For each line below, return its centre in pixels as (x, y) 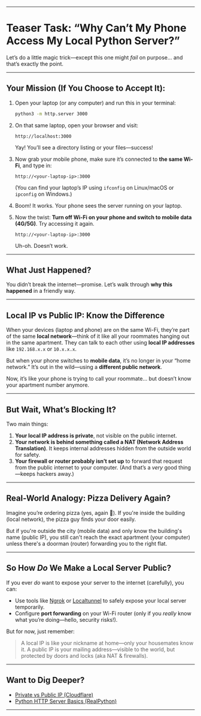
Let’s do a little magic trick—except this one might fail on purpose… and (95, 57)
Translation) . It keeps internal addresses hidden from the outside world (103, 448)
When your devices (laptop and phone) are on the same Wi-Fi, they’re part (98, 330)
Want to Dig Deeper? (45, 680)
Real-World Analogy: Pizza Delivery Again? (89, 498)
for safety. (28, 455)
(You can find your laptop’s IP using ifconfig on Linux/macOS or (95, 187)
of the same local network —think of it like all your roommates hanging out (98, 336)
